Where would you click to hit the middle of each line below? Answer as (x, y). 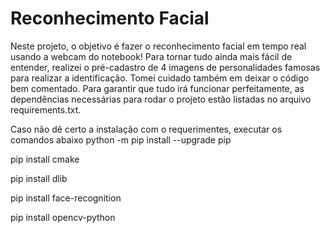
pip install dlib (39, 178)
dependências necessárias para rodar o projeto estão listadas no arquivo (161, 99)
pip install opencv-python (63, 217)
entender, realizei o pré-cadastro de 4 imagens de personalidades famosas (165, 67)
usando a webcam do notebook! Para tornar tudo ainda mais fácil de (151, 56)
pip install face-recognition (66, 198)
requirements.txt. (46, 109)
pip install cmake (45, 159)
